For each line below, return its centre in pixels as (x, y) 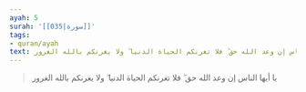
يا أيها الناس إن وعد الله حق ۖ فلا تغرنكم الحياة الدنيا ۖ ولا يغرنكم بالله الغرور (154, 77)
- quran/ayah (34, 43)
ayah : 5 (24, 18)
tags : (20, 35)
